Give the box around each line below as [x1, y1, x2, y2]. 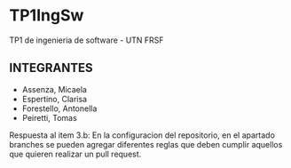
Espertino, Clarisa [21, 93, 87, 104]
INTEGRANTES [9, 60, 93, 76]
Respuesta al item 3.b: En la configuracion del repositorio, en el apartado [9, 130, 275, 140]
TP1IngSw [9, 5, 84, 26]
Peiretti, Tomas [21, 112, 77, 123]
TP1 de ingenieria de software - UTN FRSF [9, 35, 164, 45]
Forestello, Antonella [21, 103, 98, 114]
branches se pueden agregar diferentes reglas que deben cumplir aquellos [9, 139, 283, 149]
